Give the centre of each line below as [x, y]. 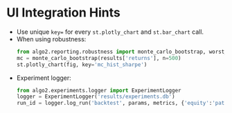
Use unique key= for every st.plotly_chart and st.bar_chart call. [110, 32]
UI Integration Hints [63, 13]
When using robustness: [51, 39]
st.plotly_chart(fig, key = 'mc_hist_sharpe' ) [82, 64]
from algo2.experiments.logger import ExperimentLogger [99, 90]
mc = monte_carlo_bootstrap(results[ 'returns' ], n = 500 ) [99, 58]
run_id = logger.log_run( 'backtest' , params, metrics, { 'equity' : [114, 103]
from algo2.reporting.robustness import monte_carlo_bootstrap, [111, 52]
